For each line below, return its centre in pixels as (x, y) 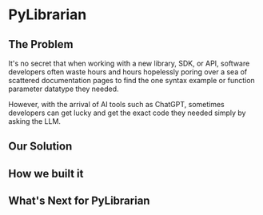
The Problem (41, 44)
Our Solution (40, 147)
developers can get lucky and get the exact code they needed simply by (127, 113)
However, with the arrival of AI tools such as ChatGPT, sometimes (117, 104)
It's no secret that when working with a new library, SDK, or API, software (129, 63)
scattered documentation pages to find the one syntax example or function (132, 80)
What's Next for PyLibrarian (79, 201)
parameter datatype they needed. (64, 89)
